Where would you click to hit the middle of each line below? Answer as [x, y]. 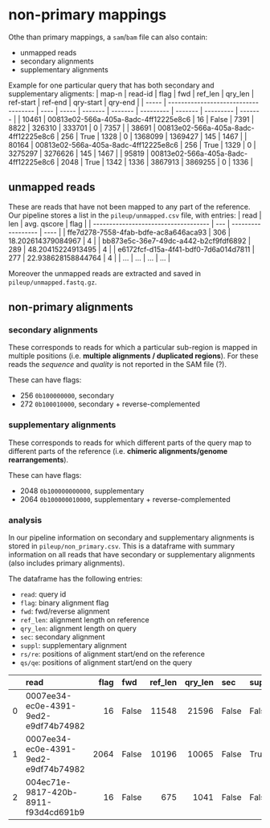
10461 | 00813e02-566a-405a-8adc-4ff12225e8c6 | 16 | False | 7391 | [138, 119]
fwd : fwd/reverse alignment [65, 611]
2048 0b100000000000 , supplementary [82, 491]
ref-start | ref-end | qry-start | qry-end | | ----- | [87, 102]
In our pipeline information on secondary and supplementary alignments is [131, 538]
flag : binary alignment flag [64, 603]
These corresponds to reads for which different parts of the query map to [130, 443]
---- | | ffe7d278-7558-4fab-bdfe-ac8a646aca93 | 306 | [137, 232]
